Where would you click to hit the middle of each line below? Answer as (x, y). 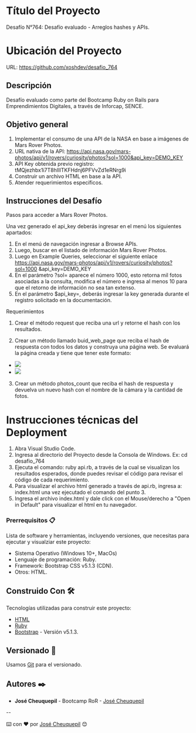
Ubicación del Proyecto (64, 51)
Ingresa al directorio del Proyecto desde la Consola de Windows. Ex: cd (101, 455)
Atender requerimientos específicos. (59, 182)
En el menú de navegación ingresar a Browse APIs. (76, 244)
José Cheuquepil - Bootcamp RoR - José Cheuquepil (79, 701)
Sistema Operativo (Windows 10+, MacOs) (66, 553)
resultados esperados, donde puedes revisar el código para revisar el (99, 474)
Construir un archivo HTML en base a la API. (68, 176)
